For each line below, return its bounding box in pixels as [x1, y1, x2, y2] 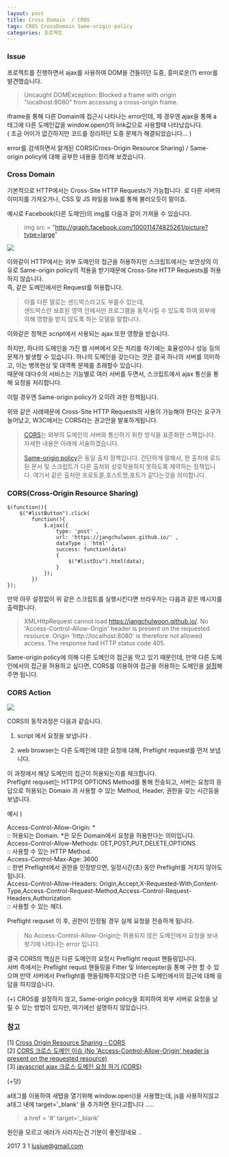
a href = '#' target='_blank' [23, 1114, 100, 1122]
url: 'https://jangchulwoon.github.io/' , [55, 534, 179, 541]
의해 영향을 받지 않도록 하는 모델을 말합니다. [23, 315, 142, 323]
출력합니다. [7, 604, 37, 612]
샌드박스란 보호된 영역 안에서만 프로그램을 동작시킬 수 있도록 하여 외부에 [23, 306, 216, 314]
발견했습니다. [7, 77, 42, 85]
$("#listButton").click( [19, 510, 90, 517]
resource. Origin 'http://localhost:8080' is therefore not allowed [23, 632, 203, 640]
